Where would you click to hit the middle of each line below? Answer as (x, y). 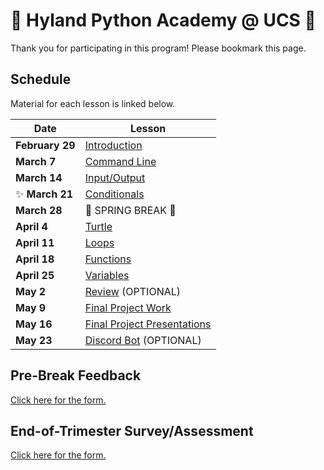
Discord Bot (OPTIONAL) (143, 340)
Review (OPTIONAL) (133, 291)
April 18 (35, 259)
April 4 (31, 226)
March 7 (36, 161)
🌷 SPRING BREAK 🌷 (130, 210)
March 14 (39, 177)
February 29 (45, 145)
